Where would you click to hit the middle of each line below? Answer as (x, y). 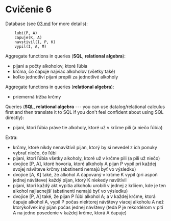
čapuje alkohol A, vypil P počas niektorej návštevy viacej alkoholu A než (88, 202)
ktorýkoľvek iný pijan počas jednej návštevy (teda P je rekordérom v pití (88, 207)
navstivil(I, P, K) (35, 42)
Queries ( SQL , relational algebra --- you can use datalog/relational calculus (85, 107)
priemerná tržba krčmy (37, 96)
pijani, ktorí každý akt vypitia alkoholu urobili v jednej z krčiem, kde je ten (89, 185)
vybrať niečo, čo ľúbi (35, 153)
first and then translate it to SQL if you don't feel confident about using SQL (84, 112)
